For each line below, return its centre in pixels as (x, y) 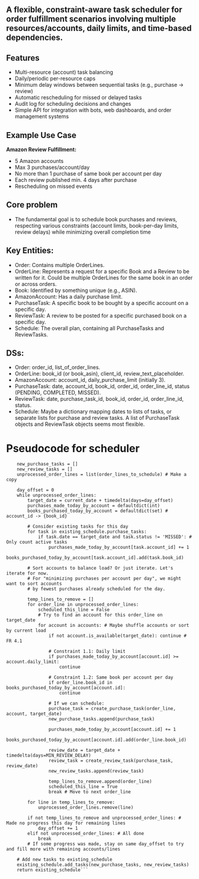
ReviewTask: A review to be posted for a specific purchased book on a (101, 315)
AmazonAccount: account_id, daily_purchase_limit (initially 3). (90, 380)
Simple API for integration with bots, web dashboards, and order (93, 110)
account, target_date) (34, 714)
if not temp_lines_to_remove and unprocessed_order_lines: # (105, 818)
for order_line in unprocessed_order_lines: (83, 605)
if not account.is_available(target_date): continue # (117, 636)
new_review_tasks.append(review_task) (96, 771)
